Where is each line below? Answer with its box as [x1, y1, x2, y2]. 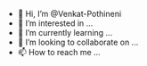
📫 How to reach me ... [17, 47, 101, 57]
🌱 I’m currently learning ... [17, 28, 113, 37]
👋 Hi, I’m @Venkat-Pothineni [17, 9, 122, 19]
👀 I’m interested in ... [17, 18, 94, 29]
